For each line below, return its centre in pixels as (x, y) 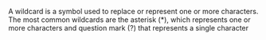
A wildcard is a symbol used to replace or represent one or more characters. (133, 11)
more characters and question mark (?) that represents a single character (129, 28)
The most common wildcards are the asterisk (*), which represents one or (129, 20)
